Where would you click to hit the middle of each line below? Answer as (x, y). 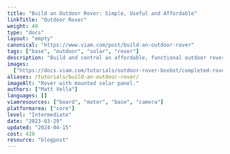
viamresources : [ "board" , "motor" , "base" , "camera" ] (86, 102)
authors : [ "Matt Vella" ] (42, 89)
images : (18, 64)
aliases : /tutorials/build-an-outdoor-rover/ (73, 77)
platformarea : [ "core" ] (41, 108)
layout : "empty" (30, 39)
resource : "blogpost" (38, 140)
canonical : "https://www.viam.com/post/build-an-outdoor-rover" (101, 45)
